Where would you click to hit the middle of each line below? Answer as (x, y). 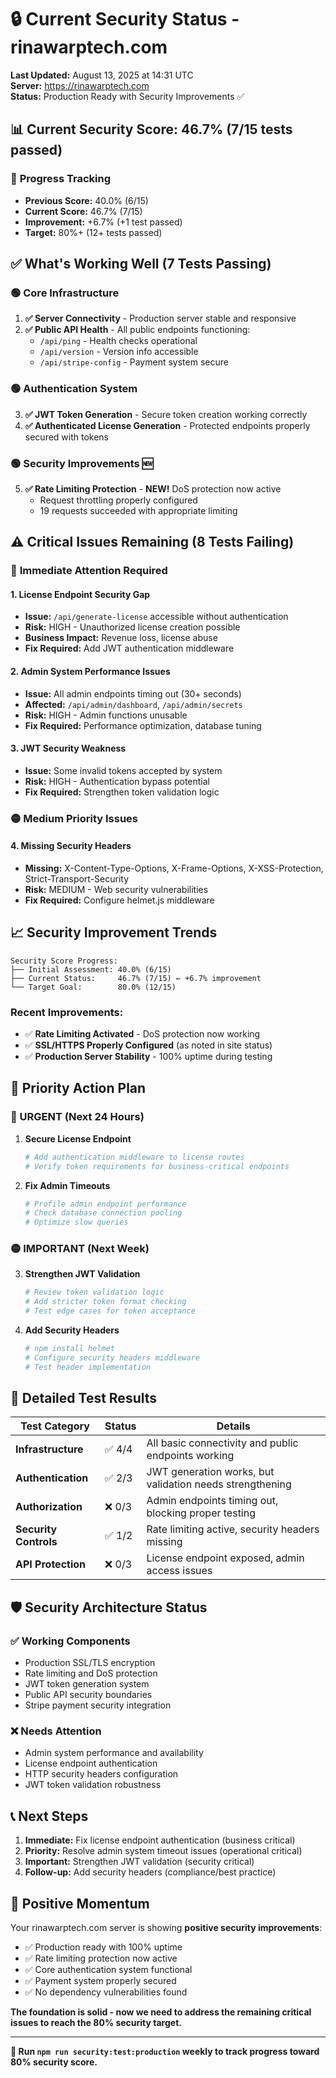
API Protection (51, 1564)
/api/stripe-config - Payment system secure (134, 362)
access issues (179, 1571)
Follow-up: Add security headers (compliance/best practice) (150, 1872)
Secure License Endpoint (78, 1138)
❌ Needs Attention (56, 1731)
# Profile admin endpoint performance (105, 1204)
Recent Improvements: (67, 1012)
